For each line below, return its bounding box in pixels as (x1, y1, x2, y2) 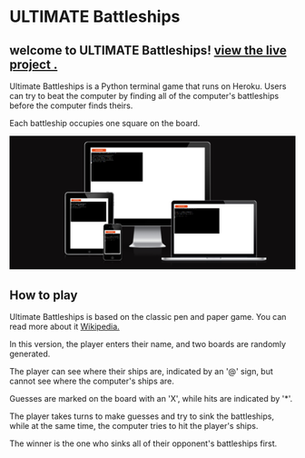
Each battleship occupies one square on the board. (9, 118, 201, 128)
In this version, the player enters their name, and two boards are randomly (9, 339, 287, 350)
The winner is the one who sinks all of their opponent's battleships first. (9, 438, 278, 449)
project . (9, 56, 58, 72)
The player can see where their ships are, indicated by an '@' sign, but (9, 366, 274, 377)
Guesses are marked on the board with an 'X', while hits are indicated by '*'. (9, 393, 293, 404)
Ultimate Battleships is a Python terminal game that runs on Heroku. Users (9, 81, 287, 92)
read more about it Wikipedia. (9, 321, 120, 333)
